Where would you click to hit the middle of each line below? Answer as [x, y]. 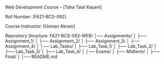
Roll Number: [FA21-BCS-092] [36, 16]
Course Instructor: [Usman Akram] [40, 26]
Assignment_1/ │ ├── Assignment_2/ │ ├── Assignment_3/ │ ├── [72, 41]
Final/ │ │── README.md [31, 57]
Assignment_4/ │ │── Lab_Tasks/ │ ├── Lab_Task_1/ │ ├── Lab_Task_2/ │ [81, 46]
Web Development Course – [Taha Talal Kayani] [54, 7]
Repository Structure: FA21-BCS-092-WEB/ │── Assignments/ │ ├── [76, 36]
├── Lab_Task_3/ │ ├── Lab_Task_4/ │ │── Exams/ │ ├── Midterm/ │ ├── [82, 51]
